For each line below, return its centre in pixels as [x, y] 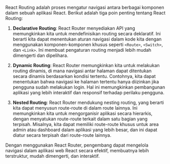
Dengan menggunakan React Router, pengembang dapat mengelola [77, 145]
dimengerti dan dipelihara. [40, 55]
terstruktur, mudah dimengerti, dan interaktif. [52, 156]
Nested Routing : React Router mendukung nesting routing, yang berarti [88, 102]
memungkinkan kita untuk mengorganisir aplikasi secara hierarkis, [82, 113]
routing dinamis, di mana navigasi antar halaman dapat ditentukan [82, 71]
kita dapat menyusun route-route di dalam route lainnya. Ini [75, 108]
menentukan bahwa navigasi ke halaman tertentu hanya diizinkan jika [86, 82]
